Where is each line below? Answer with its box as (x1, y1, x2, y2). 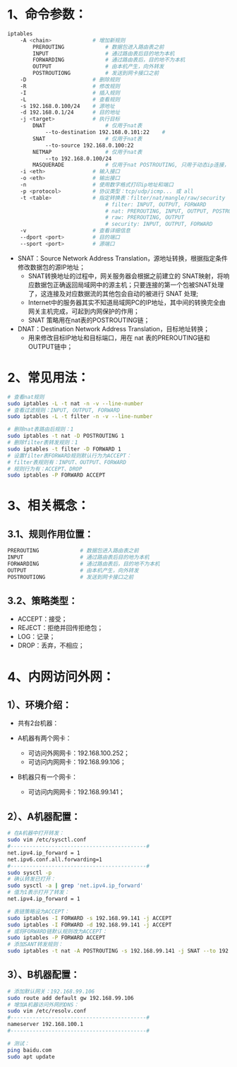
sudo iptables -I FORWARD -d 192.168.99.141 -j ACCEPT (7, 921, 172, 929)
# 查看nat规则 (7, 393, 44, 400)
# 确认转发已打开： (7, 876, 56, 883)
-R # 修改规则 (20, 83, 121, 90)
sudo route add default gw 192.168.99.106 (7, 994, 134, 1001)
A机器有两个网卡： (17, 734, 72, 742)
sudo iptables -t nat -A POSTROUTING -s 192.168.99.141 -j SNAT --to (7, 948, 217, 955)
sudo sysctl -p (7, 869, 52, 876)
